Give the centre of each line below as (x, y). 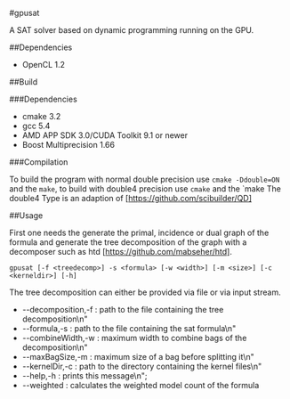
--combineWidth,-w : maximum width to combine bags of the (134, 338)
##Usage (26, 216)
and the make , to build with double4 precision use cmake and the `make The (145, 189)
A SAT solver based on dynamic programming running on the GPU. (132, 30)
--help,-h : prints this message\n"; (85, 376)
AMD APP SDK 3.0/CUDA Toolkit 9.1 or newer (105, 135)
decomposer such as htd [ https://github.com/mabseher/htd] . (121, 252)
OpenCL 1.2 (43, 65)
